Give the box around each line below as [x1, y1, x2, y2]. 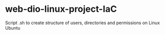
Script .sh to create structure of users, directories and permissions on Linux [5, 20, 160, 26]
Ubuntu [5, 25, 21, 31]
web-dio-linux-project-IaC [5, 3, 117, 15]
